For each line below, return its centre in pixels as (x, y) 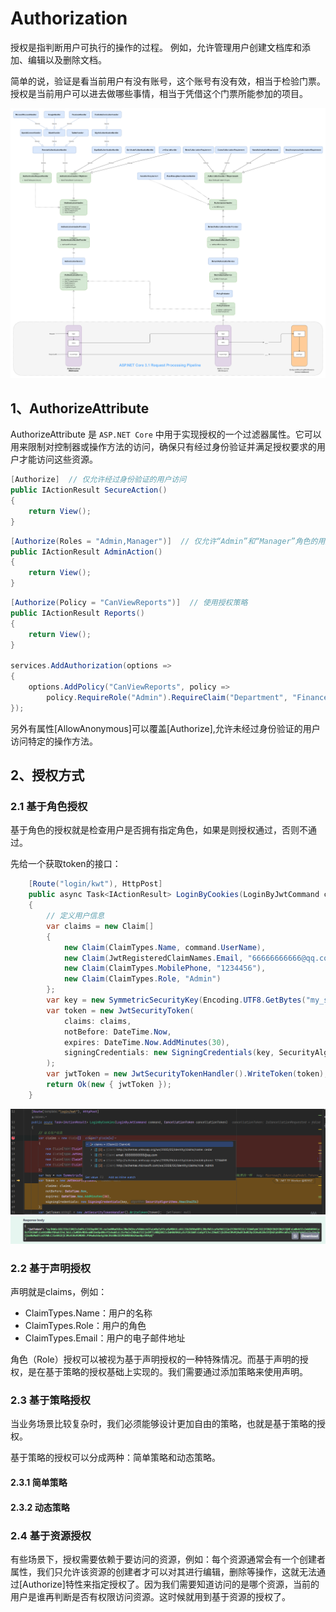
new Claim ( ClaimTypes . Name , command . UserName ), (165, 947)
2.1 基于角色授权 (49, 806)
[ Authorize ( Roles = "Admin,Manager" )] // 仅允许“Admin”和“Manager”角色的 (164, 541)
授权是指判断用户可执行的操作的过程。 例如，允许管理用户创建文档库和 (156, 47)
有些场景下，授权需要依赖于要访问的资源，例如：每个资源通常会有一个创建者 (168, 1559)
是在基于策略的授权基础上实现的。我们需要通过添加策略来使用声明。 (167, 1372)
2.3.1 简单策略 (39, 1483)
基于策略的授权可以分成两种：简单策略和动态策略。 (115, 1458)
